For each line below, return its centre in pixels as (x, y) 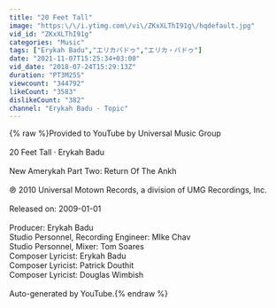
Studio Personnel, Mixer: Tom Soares (77, 247)
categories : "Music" (47, 42)
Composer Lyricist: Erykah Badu (68, 256)
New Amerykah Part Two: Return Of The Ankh (93, 171)
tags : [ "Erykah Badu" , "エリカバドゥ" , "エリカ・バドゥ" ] (106, 51)
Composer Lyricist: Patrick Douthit (72, 265)
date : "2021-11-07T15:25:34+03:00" (75, 59)
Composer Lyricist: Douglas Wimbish (77, 275)
